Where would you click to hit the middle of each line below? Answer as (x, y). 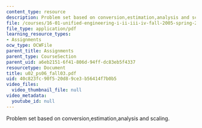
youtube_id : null (33, 101)
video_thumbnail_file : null (47, 90)
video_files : (23, 85)
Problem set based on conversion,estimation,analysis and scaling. (88, 118)
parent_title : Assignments (40, 51)
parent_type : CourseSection (41, 56)
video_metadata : (26, 96)
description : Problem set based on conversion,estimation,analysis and (98, 17)
